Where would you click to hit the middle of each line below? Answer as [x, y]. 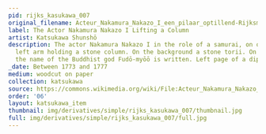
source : [21, 89]
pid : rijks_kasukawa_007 [49, 15]
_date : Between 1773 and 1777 [58, 67]
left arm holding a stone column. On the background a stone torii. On [136, 52]
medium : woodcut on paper [51, 74]
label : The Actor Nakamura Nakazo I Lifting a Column [99, 30]
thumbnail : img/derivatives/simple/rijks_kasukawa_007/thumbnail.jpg [125, 111]
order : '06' [28, 96]
